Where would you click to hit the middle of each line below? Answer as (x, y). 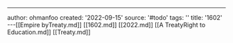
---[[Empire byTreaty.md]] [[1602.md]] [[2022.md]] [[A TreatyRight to (106, 25)
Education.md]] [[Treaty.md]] (49, 32)
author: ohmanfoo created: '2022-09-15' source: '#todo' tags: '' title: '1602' (115, 17)
